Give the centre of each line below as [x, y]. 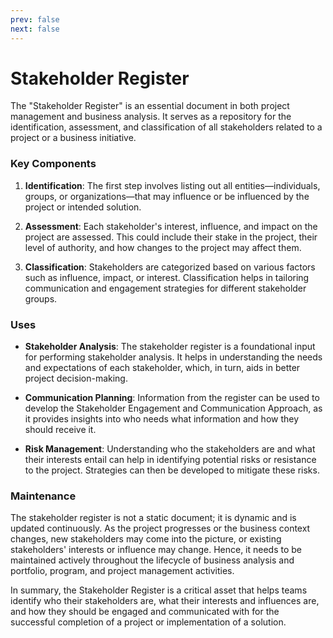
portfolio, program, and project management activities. [122, 571]
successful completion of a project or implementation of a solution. [148, 622]
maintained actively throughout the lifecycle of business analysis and [152, 560]
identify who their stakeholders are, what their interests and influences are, [165, 601]
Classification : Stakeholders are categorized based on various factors [170, 267]
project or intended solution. [83, 207]
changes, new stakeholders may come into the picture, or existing [146, 539]
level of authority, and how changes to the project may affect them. [163, 247]
